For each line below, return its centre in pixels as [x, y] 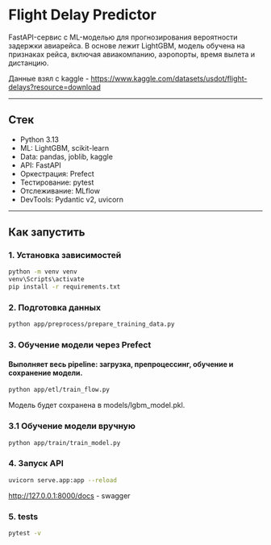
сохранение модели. [46, 372]
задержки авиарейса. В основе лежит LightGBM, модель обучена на [127, 45]
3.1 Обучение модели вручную [72, 426]
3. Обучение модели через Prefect [80, 345]
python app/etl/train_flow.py [59, 390]
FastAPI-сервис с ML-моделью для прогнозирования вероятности [123, 37]
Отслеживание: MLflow [60, 190]
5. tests [23, 516]
